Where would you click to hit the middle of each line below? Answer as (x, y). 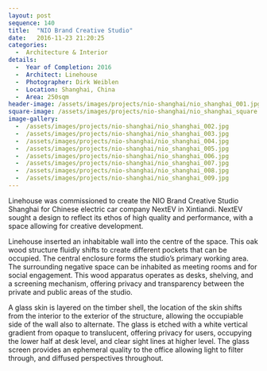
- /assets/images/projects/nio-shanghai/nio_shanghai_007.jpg (122, 164)
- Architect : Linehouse (56, 75)
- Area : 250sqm (42, 97)
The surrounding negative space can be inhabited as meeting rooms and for (133, 266)
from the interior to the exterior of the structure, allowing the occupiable (126, 315)
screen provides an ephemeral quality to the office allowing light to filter (126, 350)
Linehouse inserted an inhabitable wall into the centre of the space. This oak (133, 241)
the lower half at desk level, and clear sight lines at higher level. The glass (129, 341)
